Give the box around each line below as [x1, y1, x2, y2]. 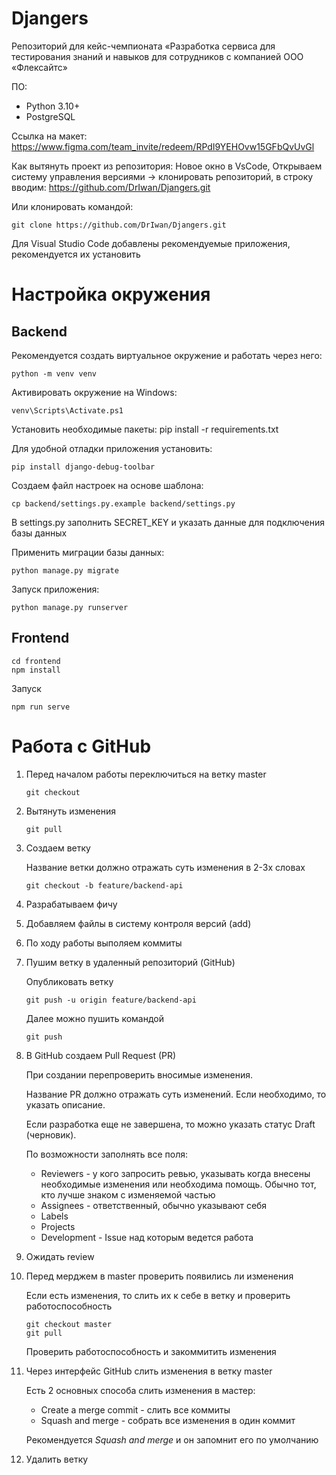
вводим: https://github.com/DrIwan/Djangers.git [11, 181, 211, 193]
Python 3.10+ [25, 100, 81, 112]
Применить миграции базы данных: [11, 546, 165, 558]
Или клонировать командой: [11, 200, 134, 212]
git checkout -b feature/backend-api [25, 880, 184, 891]
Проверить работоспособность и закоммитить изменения [25, 1345, 277, 1357]
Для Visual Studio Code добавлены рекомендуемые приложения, [11, 237, 291, 249]
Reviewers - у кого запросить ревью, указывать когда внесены [40, 1167, 311, 1179]
